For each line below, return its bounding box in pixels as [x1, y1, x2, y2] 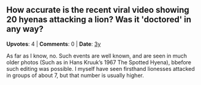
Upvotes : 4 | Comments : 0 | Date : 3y [6, 40, 101, 48]
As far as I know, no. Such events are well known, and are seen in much [6, 52, 188, 59]
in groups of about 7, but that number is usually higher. [6, 72, 144, 79]
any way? [6, 24, 44, 34]
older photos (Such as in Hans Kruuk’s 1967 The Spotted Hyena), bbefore [6, 58, 192, 66]
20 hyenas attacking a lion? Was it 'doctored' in [6, 15, 192, 25]
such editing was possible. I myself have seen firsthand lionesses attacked [6, 65, 195, 72]
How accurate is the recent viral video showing [6, 5, 189, 15]
